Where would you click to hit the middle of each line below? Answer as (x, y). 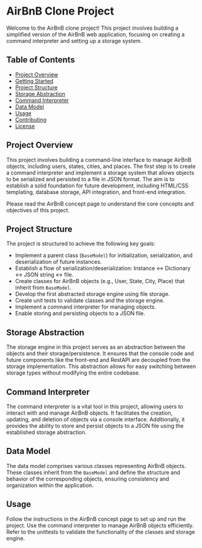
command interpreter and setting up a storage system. (74, 41)
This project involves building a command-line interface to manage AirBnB (99, 159)
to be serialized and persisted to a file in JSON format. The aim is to (90, 179)
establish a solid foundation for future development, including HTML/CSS (97, 185)
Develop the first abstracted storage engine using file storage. (93, 294)
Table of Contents (41, 60)
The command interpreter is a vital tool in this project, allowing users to (95, 406)
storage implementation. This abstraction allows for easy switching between (101, 366)
